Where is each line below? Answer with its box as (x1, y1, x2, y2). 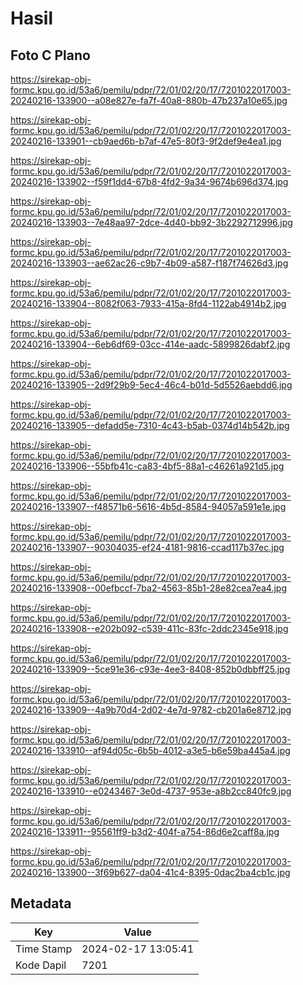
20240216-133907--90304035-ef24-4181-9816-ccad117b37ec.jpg (10, 542, 285, 553)
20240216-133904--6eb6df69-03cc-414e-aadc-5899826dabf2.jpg (10, 338, 291, 350)
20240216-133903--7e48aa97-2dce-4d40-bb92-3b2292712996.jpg (10, 217, 293, 228)
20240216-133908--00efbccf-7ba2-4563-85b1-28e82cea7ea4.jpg (10, 582, 288, 594)
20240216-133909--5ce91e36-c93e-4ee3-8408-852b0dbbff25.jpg (10, 663, 291, 675)
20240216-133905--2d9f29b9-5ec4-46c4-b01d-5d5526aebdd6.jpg (10, 379, 293, 391)
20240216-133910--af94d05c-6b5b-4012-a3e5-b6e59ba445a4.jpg (10, 745, 291, 756)
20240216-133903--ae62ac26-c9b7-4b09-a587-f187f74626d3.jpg (10, 257, 289, 269)
